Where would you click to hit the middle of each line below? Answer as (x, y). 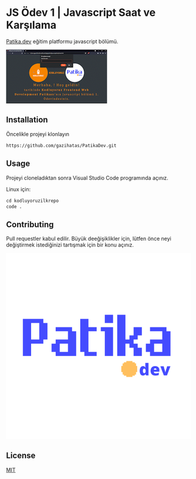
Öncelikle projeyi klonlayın (38, 134)
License (21, 456)
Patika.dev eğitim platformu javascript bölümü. (62, 41)
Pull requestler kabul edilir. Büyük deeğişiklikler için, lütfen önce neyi (89, 239)
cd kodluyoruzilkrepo (33, 201)
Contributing (30, 224)
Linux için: (18, 189)
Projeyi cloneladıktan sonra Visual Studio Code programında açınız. (87, 178)
